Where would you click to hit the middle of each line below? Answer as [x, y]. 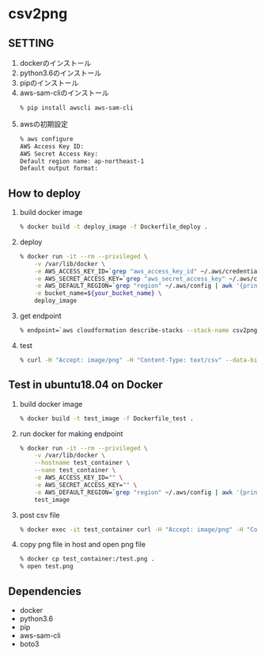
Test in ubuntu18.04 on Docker [86, 385]
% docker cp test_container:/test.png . [87, 559]
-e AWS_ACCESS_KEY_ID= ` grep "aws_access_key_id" [116, 271]
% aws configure [46, 139]
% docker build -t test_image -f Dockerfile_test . [106, 418]
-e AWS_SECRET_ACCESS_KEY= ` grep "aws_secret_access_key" [130, 278]
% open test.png [46, 567]
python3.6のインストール [61, 73]
